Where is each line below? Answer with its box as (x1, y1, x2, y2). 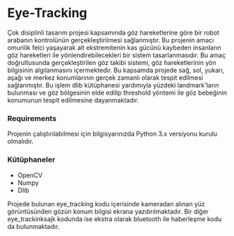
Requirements (7, 113, 57, 123)
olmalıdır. (7, 137, 34, 146)
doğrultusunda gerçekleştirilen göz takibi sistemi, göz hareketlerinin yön (7, 58, 216, 66)
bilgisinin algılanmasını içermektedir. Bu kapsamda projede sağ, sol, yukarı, (7, 66, 225, 74)
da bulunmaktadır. (7, 222, 60, 230)
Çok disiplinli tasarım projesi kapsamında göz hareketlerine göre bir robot (7, 28, 220, 37)
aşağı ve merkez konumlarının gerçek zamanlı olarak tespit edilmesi (7, 73, 204, 82)
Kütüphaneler (7, 155, 56, 165)
